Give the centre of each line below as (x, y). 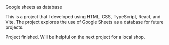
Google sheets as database (34, 7)
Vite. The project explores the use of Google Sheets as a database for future (84, 22)
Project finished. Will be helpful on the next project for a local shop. (75, 37)
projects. (14, 27)
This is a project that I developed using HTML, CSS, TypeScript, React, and (83, 17)
